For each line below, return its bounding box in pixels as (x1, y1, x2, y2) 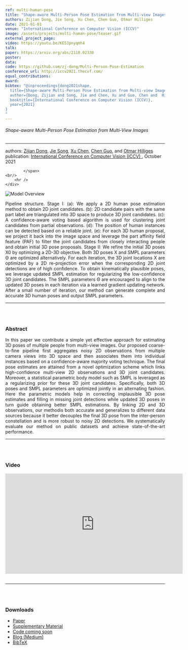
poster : (5, 54, 22, 60)
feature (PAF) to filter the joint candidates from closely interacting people (5, 239, 165, 245)
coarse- (148, 342, 165, 349)
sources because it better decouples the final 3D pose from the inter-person (5, 413, 165, 419)
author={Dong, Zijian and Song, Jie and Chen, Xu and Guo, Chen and (10, 93, 158, 98)
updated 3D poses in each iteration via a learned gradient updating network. (5, 282, 165, 288)
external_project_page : (5, 36, 56, 41)
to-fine (5, 348, 20, 354)
